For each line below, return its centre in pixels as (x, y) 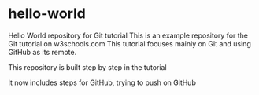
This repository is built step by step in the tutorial (87, 67)
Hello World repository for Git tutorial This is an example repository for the (128, 35)
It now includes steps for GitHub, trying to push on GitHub (102, 82)
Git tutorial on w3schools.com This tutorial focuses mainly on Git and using (130, 43)
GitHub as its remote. (43, 52)
